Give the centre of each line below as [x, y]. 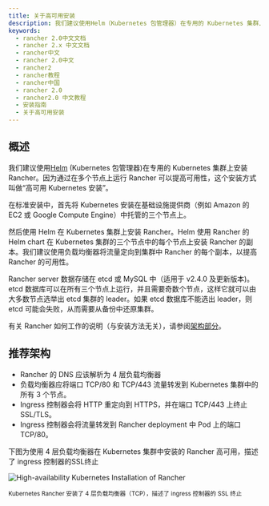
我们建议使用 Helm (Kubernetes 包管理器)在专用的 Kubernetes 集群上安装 [128, 167]
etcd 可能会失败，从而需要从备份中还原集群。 [83, 308]
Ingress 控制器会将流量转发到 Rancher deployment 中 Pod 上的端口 [130, 424]
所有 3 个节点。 [45, 394]
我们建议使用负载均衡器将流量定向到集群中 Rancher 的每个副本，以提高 [140, 251]
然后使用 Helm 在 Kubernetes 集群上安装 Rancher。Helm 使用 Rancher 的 [129, 231]
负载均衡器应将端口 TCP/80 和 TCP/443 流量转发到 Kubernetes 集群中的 [139, 384]
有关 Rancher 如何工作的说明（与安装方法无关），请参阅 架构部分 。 [117, 326]
